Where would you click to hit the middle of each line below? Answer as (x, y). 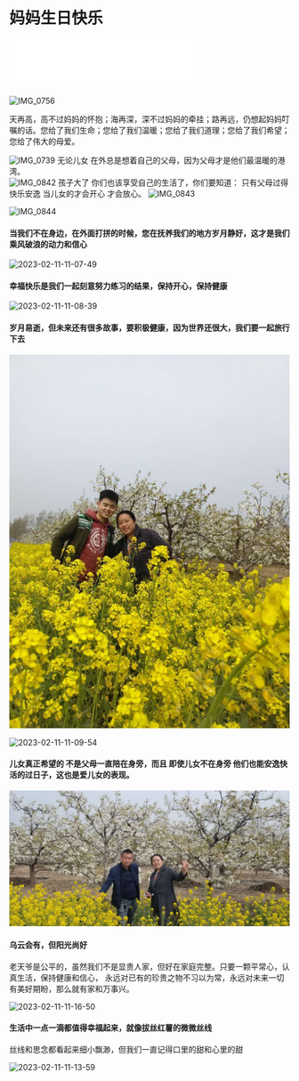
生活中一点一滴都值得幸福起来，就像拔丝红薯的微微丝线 (110, 1028)
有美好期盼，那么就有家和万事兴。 (72, 988)
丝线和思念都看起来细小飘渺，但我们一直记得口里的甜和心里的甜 (126, 1049)
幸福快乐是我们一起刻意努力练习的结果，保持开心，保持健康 (118, 286)
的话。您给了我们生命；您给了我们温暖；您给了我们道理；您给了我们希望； (153, 130)
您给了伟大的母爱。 (44, 141)
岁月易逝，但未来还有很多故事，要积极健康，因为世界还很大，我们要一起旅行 (149, 327)
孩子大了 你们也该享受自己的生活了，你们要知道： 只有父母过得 (173, 182)
